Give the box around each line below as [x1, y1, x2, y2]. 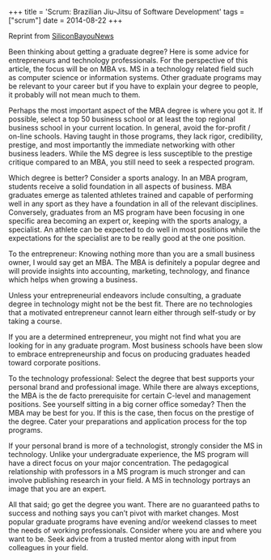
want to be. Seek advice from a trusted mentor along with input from [8, 534, 237, 544]
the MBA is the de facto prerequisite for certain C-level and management [8, 391, 251, 400]
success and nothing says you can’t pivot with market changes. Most [8, 508, 239, 518]
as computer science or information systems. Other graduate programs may [8, 73, 262, 82]
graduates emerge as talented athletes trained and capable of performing [8, 190, 253, 199]
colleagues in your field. [8, 543, 89, 552]
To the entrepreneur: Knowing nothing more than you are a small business [8, 249, 256, 259]
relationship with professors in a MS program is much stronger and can [8, 467, 245, 477]
